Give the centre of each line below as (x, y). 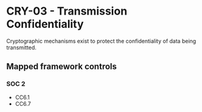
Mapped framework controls (62, 67)
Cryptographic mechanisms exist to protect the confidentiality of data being (101, 41)
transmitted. (21, 47)
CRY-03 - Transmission (67, 11)
